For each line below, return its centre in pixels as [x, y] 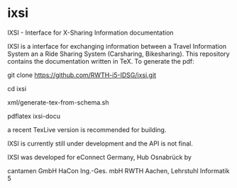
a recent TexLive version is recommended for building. [87, 129]
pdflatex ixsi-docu [34, 116]
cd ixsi [17, 88]
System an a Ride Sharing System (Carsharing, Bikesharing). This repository [118, 54]
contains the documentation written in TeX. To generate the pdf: [101, 61]
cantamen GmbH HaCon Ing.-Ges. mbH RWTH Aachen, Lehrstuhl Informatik [118, 170]
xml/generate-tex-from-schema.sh [58, 102]
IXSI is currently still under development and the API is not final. [100, 143]
